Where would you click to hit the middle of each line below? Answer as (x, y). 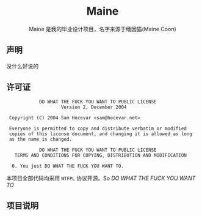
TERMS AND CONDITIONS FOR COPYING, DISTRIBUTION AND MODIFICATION (101, 155)
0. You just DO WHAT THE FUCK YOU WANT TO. (68, 166)
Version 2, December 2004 (94, 107)
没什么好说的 (22, 66)
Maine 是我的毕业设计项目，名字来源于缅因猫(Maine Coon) (103, 29)
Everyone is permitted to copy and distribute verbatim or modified (98, 128)
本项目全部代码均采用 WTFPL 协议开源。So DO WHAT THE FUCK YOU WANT (101, 178)
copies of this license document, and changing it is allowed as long (100, 134)
